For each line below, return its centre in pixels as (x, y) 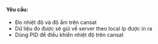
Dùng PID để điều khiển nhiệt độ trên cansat (69, 35)
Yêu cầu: (17, 9)
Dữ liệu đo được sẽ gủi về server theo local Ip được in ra (83, 29)
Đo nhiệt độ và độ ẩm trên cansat (56, 22)
